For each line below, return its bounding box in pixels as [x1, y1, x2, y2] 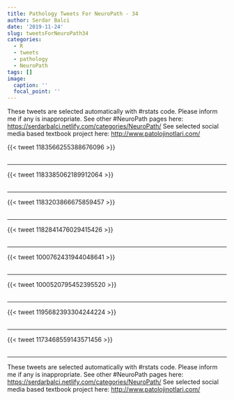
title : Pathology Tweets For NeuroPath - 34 [7, 10, 139, 17]
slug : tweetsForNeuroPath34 [7, 29, 89, 37]
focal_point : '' [13, 88, 61, 95]
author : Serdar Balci [7, 17, 70, 24]
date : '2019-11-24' [7, 23, 64, 30]
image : [7, 75, 26, 82]
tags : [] [7, 68, 33, 75]
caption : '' [13, 82, 49, 89]
